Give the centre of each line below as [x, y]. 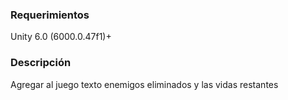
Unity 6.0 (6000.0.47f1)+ [61, 37]
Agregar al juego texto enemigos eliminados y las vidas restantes [144, 84]
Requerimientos [50, 15]
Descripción [41, 63]
